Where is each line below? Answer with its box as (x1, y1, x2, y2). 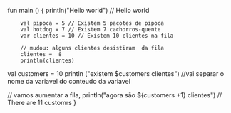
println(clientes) (20, 57, 75, 64)
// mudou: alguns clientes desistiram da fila (20, 45, 164, 52)
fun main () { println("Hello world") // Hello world (7, 6, 150, 14)
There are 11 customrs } (7, 99, 77, 107)
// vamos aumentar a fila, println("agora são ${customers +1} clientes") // (7, 91, 222, 99)
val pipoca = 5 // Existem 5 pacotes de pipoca (20, 20, 164, 27)
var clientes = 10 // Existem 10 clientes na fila (20, 32, 174, 39)
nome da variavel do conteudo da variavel (7, 77, 130, 85)
